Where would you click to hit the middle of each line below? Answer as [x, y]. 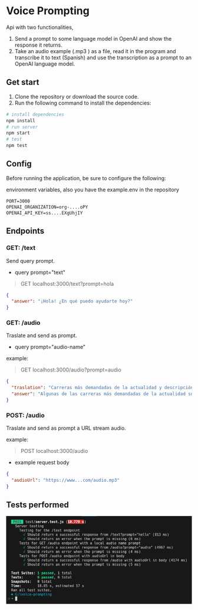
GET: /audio [23, 323]
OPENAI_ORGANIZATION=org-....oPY [47, 207]
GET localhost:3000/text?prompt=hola [67, 283]
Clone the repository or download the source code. [77, 96]
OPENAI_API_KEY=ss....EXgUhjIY [44, 213]
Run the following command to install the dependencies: [83, 103]
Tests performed [38, 505]
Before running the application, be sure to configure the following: [86, 178]
